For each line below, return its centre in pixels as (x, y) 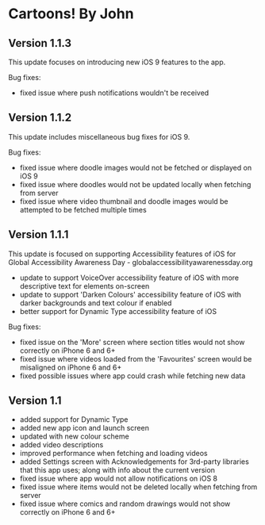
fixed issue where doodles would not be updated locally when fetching (135, 184)
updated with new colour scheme (74, 436)
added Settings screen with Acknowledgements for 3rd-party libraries (134, 462)
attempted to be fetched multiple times (83, 209)
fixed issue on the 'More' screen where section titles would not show (132, 342)
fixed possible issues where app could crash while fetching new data (132, 376)
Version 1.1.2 (40, 118)
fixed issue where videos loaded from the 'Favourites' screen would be (136, 358)
